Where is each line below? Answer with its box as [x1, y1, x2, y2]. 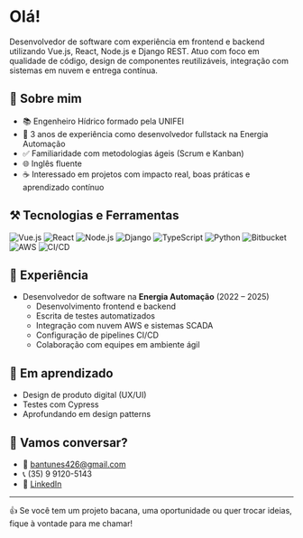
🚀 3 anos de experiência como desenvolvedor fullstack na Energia [22, 128, 269, 139]
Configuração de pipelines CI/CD [35, 329, 160, 340]
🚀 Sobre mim [9, 91, 83, 107]
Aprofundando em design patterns [22, 409, 151, 420]
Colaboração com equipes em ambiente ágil [35, 339, 200, 350]
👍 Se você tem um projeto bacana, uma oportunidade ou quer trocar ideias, [9, 506, 293, 515]
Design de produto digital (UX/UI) [22, 390, 147, 401]
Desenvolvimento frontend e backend [35, 301, 176, 312]
